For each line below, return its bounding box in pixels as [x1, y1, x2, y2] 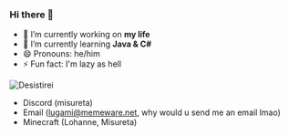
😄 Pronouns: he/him [22, 48, 100, 59]
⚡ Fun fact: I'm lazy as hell [22, 58, 121, 69]
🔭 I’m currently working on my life [22, 29, 150, 40]
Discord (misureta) [22, 98, 93, 109]
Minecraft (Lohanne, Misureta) [22, 117, 138, 128]
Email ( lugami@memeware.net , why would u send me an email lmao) [22, 107, 281, 118]
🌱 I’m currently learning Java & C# [22, 38, 152, 49]
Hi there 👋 [9, 8, 55, 21]
